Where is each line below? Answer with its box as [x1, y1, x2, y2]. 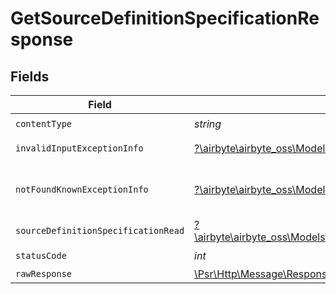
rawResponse [15, 268, 73, 279]
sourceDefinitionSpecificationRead [15, 225, 185, 236]
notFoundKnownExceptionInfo [15, 184, 149, 195]
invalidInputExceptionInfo [15, 143, 144, 154]
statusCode [15, 250, 67, 261]
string [194, 117, 222, 131]
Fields [10, 68, 50, 85]
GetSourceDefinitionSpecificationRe [10, 7, 320, 30]
